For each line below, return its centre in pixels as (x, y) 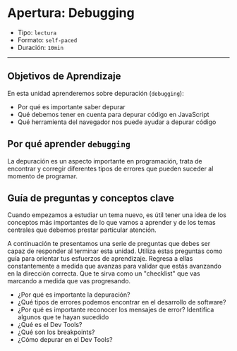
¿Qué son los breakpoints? (56, 332)
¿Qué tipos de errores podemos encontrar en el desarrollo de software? (122, 302)
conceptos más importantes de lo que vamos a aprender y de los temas (112, 223)
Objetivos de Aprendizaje (64, 76)
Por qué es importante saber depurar (71, 106)
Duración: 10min (41, 47)
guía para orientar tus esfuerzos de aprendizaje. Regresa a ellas (100, 259)
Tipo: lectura (37, 32)
